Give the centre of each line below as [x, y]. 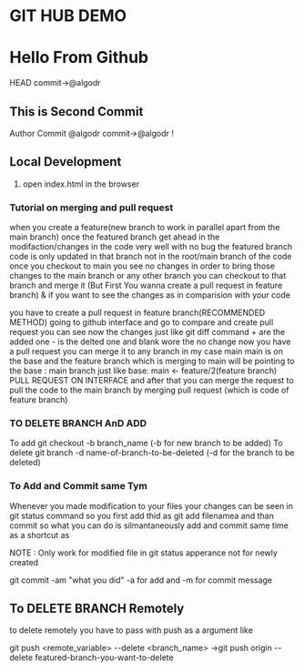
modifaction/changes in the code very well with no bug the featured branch [151, 247]
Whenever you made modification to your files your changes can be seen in [152, 505]
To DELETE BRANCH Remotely [97, 609]
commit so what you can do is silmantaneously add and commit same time [149, 525]
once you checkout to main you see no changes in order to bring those [142, 266]
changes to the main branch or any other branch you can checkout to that [148, 276]
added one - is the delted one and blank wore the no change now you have [150, 341]
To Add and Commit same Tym [78, 486]
